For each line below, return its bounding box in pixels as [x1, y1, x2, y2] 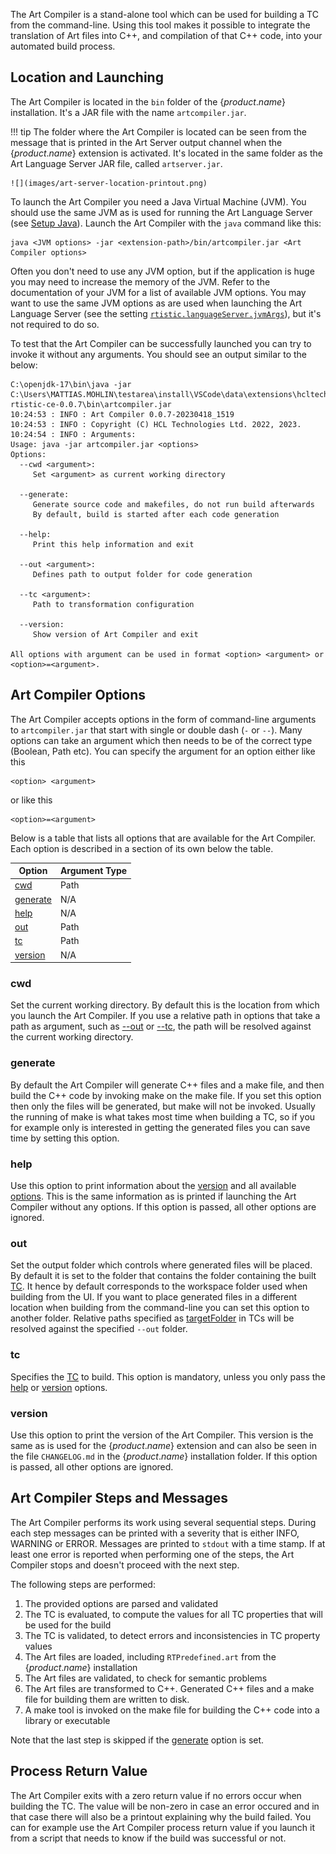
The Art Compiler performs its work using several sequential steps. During [10, 1516, 317, 1528]
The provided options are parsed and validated [24, 1597, 218, 1609]
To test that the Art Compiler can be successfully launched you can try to [10, 337, 312, 349]
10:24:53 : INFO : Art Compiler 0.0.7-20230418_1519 [10, 409, 235, 419]
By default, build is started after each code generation [32, 509, 280, 519]
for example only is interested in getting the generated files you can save [10, 1121, 311, 1133]
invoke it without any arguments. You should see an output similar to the [10, 348, 308, 360]
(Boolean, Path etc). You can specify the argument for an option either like [10, 745, 316, 757]
